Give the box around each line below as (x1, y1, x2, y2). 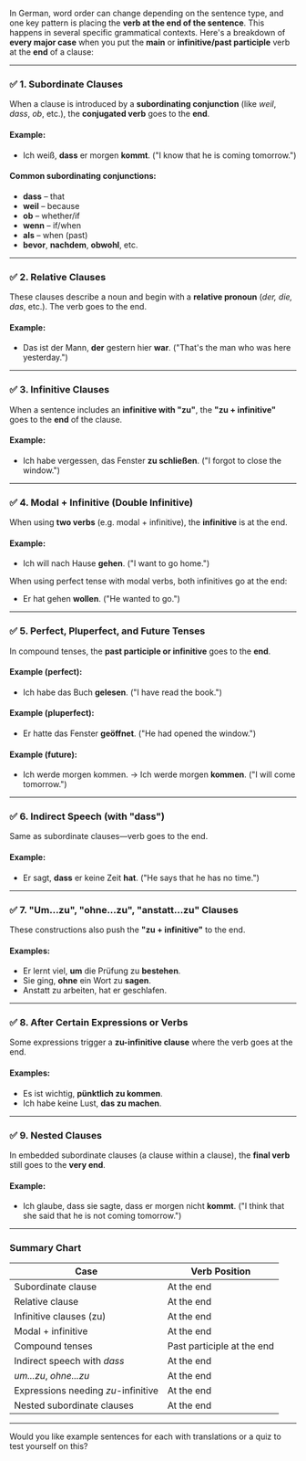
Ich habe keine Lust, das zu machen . (22, 1098, 162, 1109)
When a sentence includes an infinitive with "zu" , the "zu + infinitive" (9, 404, 276, 415)
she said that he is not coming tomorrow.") (22, 1210, 182, 1222)
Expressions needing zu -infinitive (14, 1384, 159, 1397)
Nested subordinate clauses (14, 1399, 134, 1412)
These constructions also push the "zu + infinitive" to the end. (9, 924, 246, 935)
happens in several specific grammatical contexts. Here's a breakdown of (9, 27, 286, 37)
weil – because (22, 200, 80, 211)
